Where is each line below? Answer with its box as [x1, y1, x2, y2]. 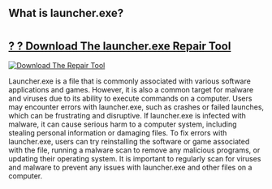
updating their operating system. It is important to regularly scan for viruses [8, 154, 261, 163]
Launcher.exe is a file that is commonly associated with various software [8, 76, 252, 86]
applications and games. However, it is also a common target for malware [8, 85, 254, 94]
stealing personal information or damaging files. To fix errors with [8, 128, 227, 137]
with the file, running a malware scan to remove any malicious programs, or [8, 145, 261, 155]
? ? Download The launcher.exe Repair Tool [8, 39, 231, 53]
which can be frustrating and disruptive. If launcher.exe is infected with [8, 111, 246, 120]
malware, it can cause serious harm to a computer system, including [8, 119, 237, 129]
